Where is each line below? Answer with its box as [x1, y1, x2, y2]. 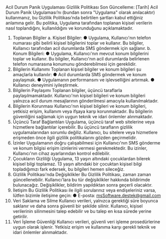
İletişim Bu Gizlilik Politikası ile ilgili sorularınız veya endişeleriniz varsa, [12, 188, 157, 193]
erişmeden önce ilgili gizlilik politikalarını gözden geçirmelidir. [12, 135, 137, 141]
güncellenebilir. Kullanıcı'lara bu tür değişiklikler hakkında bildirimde [12, 177, 150, 183]
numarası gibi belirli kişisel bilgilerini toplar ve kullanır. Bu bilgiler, [12, 40, 144, 46]
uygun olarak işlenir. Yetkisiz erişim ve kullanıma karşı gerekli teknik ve [12, 224, 156, 230]
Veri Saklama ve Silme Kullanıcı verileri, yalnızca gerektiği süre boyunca [12, 198, 158, 203]
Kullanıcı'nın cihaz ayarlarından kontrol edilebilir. [12, 150, 110, 156]
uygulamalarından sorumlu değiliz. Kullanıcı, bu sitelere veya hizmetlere [12, 130, 158, 135]
